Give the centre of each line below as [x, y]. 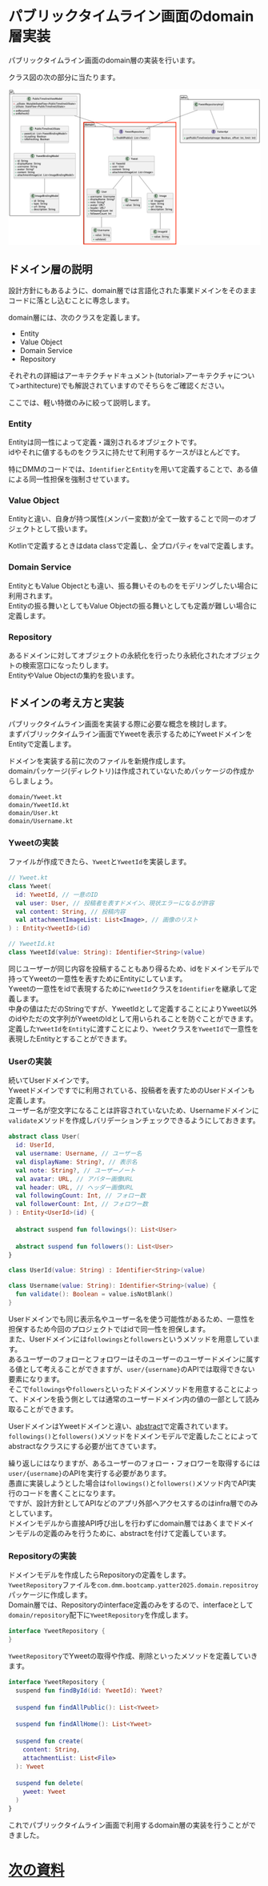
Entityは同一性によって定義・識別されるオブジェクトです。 [105, 442]
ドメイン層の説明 [50, 269]
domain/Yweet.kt [35, 797]
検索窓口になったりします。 [68, 665]
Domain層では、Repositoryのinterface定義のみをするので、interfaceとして [131, 1605]
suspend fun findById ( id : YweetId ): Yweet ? [89, 1691]
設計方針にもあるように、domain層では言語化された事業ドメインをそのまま [133, 290]
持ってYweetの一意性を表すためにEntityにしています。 [98, 979]
